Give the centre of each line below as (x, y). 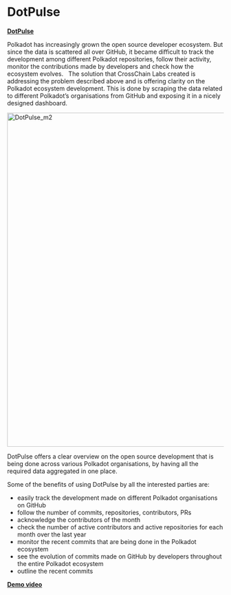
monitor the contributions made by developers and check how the (100, 66)
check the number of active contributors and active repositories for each (120, 527)
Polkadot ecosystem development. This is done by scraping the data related (115, 88)
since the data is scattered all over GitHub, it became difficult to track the (111, 52)
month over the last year (52, 534)
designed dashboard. (37, 103)
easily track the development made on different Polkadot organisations (117, 498)
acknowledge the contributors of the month (79, 520)
